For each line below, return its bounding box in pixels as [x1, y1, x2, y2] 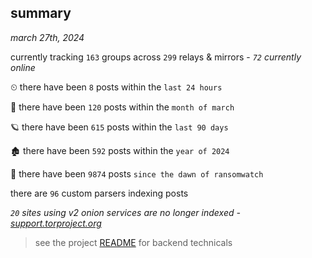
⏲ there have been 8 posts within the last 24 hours [10, 81, 223, 93]
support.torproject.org [10, 217, 102, 229]
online [10, 61, 36, 73]
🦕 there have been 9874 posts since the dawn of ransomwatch [10, 167, 264, 180]
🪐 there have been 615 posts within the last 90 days [10, 121, 229, 133]
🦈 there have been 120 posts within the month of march [10, 101, 235, 113]
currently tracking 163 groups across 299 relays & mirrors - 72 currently [10, 51, 302, 63]
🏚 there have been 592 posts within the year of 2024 [10, 144, 230, 156]
